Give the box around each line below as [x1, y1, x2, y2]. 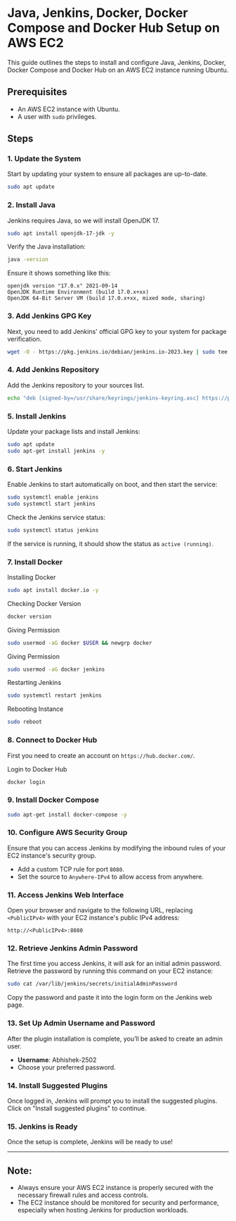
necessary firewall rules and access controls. [17, 1191, 149, 1199]
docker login [7, 779, 46, 786]
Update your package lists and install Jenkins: [7, 428, 140, 435]
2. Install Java [7, 200, 56, 210]
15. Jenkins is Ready [7, 1122, 79, 1132]
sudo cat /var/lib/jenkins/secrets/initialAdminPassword [7, 981, 178, 988]
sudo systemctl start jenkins [7, 500, 96, 507]
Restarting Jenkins [7, 678, 62, 687]
